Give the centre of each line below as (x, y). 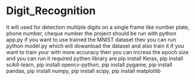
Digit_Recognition (51, 11)
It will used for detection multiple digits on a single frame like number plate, (98, 27)
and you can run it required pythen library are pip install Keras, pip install (95, 58)
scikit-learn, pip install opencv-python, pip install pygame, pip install (89, 64)
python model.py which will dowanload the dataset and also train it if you (95, 46)
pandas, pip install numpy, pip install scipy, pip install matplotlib (84, 71)
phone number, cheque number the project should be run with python (91, 33)
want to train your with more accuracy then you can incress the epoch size (97, 52)
